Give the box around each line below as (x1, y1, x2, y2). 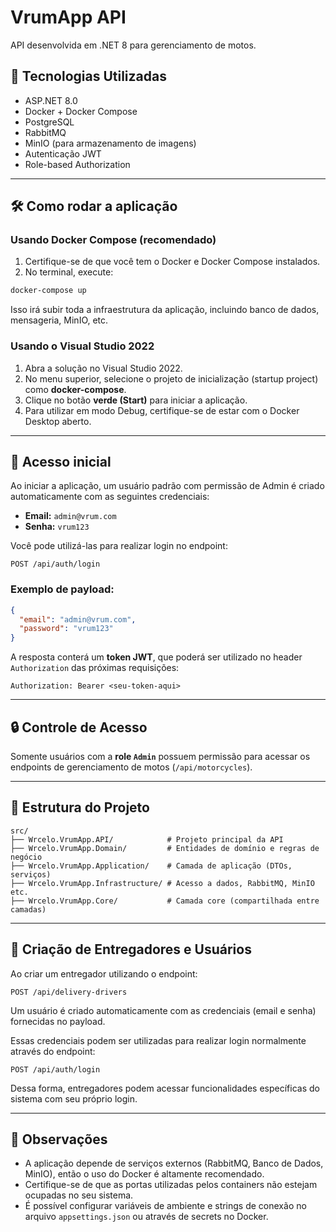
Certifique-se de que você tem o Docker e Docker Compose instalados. (24, 256, 321, 268)
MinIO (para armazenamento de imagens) (24, 137, 197, 149)
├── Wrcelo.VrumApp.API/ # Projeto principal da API (10, 834, 284, 845)
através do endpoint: (10, 1045, 96, 1057)
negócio (10, 852, 43, 862)
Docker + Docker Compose (24, 105, 138, 117)
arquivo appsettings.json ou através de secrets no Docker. (24, 1211, 269, 1223)
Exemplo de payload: (10, 582, 115, 596)
